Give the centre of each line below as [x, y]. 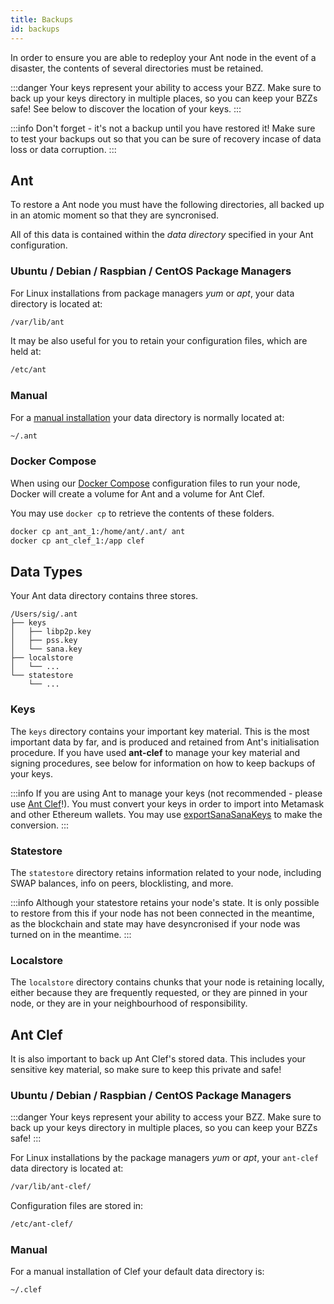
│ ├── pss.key [44, 641]
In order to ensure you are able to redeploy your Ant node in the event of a [163, 57]
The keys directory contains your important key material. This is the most [160, 731]
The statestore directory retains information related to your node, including [166, 872]
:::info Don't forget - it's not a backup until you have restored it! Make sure [163, 128]
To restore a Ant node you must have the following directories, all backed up [167, 205]
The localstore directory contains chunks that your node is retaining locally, [167, 982]
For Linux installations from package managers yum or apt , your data [152, 293]
